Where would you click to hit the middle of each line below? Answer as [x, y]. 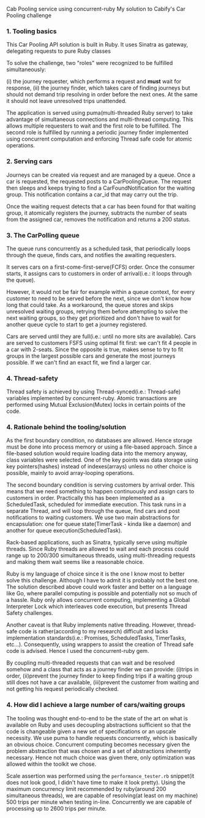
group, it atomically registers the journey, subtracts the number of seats [97, 213]
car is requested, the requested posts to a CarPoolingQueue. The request [99, 181]
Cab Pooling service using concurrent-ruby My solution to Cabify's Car [96, 9]
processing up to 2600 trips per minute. [57, 808]
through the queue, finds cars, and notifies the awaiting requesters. [91, 255]
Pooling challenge [29, 15]
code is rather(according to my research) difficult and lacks [93, 631]
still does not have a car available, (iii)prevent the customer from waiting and [102, 682]
